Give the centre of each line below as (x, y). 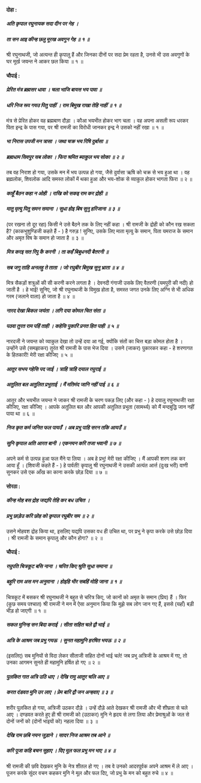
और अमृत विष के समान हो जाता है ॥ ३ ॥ (45, 237)
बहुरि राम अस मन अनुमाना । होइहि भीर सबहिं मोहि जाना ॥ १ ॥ (64, 582)
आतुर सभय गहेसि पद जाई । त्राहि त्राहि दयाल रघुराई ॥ (56, 369)
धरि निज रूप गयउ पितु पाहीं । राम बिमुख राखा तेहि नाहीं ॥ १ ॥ (64, 105)
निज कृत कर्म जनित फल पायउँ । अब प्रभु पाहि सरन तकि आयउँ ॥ (66, 427)
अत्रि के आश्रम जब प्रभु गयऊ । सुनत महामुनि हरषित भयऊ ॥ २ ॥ (66, 640)
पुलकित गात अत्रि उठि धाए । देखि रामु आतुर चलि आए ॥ (58, 676)
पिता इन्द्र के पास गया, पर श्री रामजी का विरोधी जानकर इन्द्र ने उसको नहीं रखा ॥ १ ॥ (85, 127)
